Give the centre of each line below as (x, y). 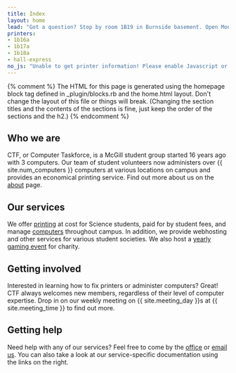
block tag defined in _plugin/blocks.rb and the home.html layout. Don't (109, 94)
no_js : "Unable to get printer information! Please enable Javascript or (118, 66)
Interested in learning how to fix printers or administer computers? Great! (113, 286)
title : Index (26, 14)
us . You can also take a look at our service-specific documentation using (113, 354)
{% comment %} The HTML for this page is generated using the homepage (116, 86)
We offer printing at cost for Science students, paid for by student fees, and (117, 224)
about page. (25, 185)
